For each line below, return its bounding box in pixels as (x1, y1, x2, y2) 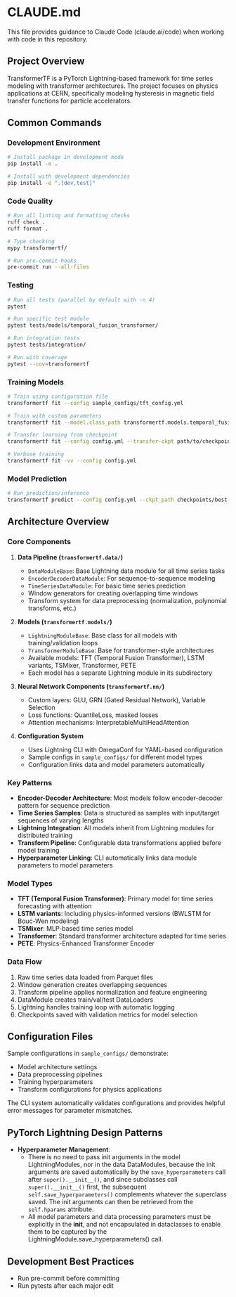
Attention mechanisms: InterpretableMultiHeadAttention (27, 718, 190, 726)
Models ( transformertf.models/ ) (17, 617, 112, 626)
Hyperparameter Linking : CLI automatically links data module (17, 853, 197, 862)
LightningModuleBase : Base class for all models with (27, 631, 178, 640)
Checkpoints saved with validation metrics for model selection (17, 1010, 198, 1019)
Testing (7, 280, 34, 290)
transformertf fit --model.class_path (7, 419, 121, 426)
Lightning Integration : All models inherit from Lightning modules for (17, 823, 214, 832)
